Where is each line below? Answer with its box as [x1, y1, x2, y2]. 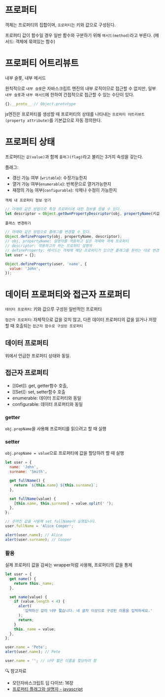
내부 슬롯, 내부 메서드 [5, 75, 46, 81]
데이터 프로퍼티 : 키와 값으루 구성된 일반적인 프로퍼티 [5, 306, 102, 312]
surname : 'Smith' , [9, 469, 48, 475]
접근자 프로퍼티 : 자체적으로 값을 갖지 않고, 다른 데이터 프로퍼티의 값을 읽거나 [5, 317, 148, 323]
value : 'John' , [9, 266, 41, 271]
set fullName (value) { [9, 496, 56, 501]
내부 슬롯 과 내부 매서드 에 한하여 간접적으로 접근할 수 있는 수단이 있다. [5, 91, 134, 97]
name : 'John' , [9, 465, 38, 470]
